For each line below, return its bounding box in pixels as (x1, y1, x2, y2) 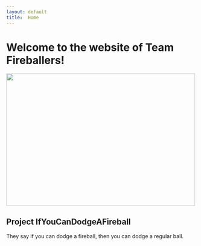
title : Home (6, 15, 39, 21)
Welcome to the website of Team (6, 40, 174, 54)
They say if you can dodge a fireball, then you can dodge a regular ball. (6, 233, 184, 240)
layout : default (6, 8, 47, 15)
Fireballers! (6, 53, 65, 67)
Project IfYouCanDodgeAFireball (6, 216, 131, 227)
